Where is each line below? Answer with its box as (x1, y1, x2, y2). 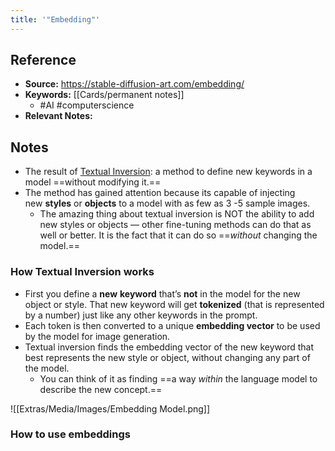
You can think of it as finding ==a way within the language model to (39, 372, 318, 385)
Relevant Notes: (24, 110, 93, 122)
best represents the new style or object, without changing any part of (24, 351, 311, 363)
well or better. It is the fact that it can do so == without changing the (39, 229, 318, 241)
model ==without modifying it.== (24, 176, 162, 188)
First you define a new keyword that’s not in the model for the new (24, 287, 301, 300)
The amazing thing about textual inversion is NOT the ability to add (39, 208, 315, 220)
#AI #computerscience (39, 99, 135, 111)
